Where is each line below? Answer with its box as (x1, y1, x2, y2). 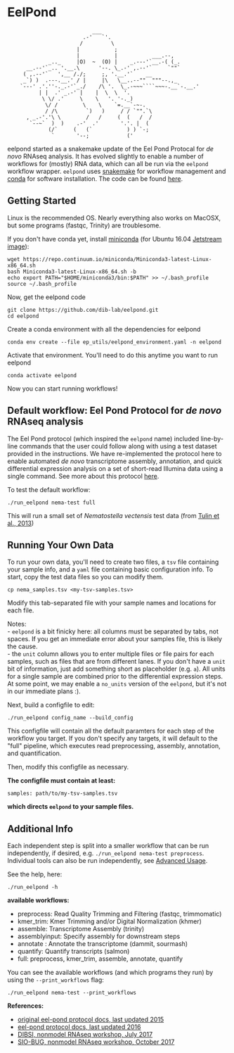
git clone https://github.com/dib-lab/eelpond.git (7, 306, 159, 313)
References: (7, 1002, 44, 1010)
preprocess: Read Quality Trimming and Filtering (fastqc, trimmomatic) (17, 909, 222, 919)
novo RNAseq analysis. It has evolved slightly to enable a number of (7, 152, 204, 160)
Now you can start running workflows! (7, 384, 118, 393)
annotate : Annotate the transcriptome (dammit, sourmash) (17, 940, 188, 948)
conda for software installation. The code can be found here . (7, 174, 183, 183)
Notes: (7, 620, 27, 629)
